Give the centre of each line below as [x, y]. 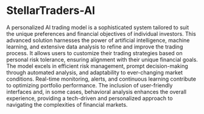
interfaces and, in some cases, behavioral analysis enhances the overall [97, 92]
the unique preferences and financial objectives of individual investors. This [101, 33]
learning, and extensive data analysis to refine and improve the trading [95, 47]
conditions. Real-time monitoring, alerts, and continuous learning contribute [101, 79]
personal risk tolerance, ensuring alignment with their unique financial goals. [102, 59]
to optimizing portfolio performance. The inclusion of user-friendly [90, 85]
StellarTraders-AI [51, 11]
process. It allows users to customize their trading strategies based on [94, 53]
